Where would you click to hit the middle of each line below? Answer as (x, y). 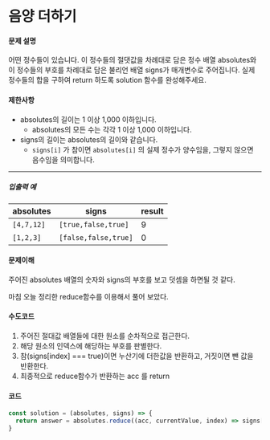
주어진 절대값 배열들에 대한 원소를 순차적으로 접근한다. (105, 336)
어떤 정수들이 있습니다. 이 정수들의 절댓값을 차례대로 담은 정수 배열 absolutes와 (133, 60)
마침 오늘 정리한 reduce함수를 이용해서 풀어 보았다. (88, 296)
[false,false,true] (96, 237)
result (152, 211)
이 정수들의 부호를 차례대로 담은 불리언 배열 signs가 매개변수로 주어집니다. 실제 (132, 70)
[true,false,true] (94, 224)
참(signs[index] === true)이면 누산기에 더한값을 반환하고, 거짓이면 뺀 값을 (137, 356)
